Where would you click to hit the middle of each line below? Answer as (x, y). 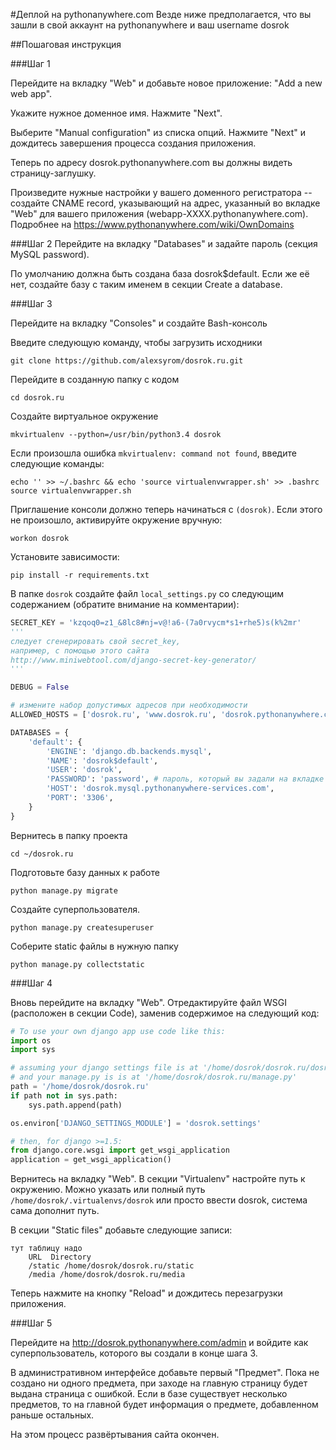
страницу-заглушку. (53, 173)
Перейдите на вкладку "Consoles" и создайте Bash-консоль (139, 323)
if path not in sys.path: (64, 1095)
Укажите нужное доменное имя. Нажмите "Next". (116, 113)
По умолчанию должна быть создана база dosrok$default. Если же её (160, 273)
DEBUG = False (40, 687)
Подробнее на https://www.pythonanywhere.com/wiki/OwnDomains (152, 224)
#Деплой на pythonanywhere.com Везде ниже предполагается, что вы (161, 14)
